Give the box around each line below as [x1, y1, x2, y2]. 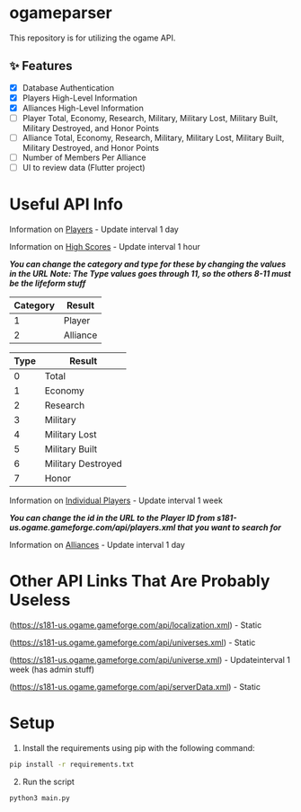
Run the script [22, 776, 75, 787]
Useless [9, 590, 71, 611]
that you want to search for [176, 522, 281, 533]
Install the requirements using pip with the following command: [22, 743, 255, 753]
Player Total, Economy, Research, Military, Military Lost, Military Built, [22, 112, 279, 123]
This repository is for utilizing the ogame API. [9, 32, 176, 43]
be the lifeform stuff [9, 278, 86, 289]
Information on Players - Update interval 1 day [9, 224, 180, 235]
